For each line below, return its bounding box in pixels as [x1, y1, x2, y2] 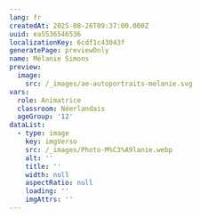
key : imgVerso [25, 137, 77, 146]
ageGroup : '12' [17, 112, 74, 121]
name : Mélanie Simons [9, 54, 90, 63]
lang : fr [9, 12, 42, 22]
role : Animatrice [17, 95, 82, 105]
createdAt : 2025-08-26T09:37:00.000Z [9, 21, 149, 30]
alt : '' [25, 153, 53, 163]
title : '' [25, 162, 62, 171]
